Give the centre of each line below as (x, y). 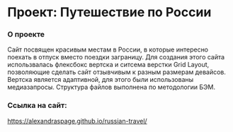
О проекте (26, 35)
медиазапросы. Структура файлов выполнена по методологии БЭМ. (112, 87)
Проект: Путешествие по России (109, 12)
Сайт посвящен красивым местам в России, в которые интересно (108, 49)
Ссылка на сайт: (37, 105)
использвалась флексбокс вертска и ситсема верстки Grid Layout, (108, 65)
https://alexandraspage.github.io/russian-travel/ (77, 121)
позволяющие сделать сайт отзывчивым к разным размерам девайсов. (117, 72)
